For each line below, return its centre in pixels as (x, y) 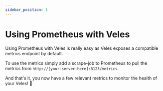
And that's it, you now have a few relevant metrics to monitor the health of (81, 78)
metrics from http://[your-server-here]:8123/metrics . (62, 68)
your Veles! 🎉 (19, 83)
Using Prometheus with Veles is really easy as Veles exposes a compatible (82, 48)
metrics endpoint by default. (34, 53)
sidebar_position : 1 (27, 10)
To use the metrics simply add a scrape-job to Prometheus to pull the (76, 63)
